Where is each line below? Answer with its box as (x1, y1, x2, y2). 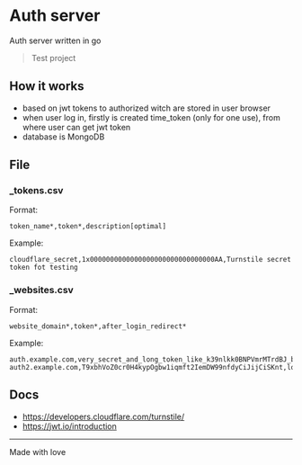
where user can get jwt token (22, 121, 131, 132)
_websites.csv (9, 284, 74, 297)
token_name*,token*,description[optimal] (9, 222, 167, 231)
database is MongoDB (22, 131, 105, 142)
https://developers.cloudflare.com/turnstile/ (22, 411, 185, 422)
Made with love (9, 446, 67, 457)
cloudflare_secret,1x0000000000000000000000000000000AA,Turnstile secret (9, 255, 292, 264)
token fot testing (9, 263, 78, 273)
